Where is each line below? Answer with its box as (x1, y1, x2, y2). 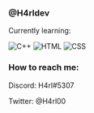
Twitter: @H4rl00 (8, 96, 66, 106)
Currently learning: (8, 26, 71, 36)
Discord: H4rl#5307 (8, 80, 75, 90)
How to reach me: (8, 62, 79, 73)
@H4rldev (8, 7, 50, 19)
